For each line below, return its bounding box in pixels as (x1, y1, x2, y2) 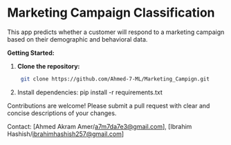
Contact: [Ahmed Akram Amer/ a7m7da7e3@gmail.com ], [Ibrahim (7, 122, 192, 130)
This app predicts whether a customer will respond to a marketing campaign (7, 28, 225, 36)
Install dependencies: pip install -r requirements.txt (17, 88, 163, 96)
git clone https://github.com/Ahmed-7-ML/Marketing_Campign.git (20, 75, 210, 83)
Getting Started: (7, 49, 55, 57)
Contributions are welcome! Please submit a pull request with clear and (7, 101, 210, 110)
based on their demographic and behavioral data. (7, 35, 148, 43)
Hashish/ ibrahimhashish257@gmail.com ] (7, 130, 124, 138)
